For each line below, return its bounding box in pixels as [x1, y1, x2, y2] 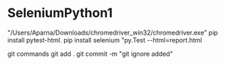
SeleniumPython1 [7, 5, 113, 21]
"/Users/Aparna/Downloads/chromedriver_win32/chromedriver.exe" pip [7, 28, 219, 37]
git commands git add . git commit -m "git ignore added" [7, 49, 173, 58]
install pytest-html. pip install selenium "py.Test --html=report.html [7, 35, 202, 44]
